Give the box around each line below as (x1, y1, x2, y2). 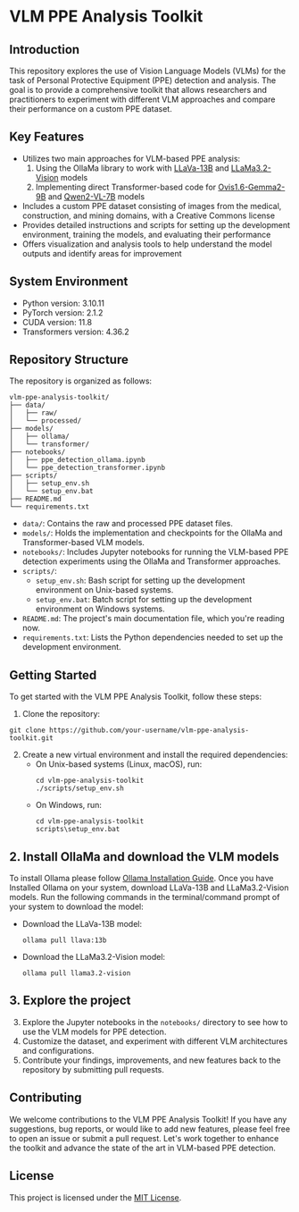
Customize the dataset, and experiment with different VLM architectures (21, 1035, 288, 1047)
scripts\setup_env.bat (35, 825, 120, 834)
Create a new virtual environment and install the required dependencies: (21, 749, 288, 761)
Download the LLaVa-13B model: (21, 919, 143, 930)
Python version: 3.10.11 (21, 298, 105, 308)
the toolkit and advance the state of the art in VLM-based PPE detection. (9, 1142, 277, 1153)
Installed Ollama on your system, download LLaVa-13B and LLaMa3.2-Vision (9, 882, 289, 893)
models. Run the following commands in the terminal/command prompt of (9, 892, 280, 903)
